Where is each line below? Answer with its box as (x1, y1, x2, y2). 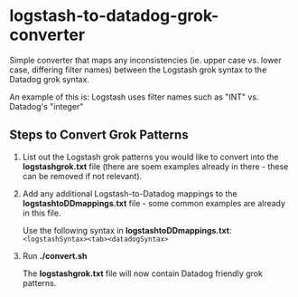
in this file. (22, 207, 61, 218)
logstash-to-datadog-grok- (9, 5, 219, 26)
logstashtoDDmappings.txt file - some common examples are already (22, 197, 286, 208)
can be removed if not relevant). (22, 170, 143, 181)
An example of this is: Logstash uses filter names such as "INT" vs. (9, 91, 259, 102)
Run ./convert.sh (22, 250, 88, 261)
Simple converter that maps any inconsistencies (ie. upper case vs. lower (9, 54, 282, 65)
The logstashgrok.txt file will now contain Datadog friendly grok (22, 268, 264, 279)
